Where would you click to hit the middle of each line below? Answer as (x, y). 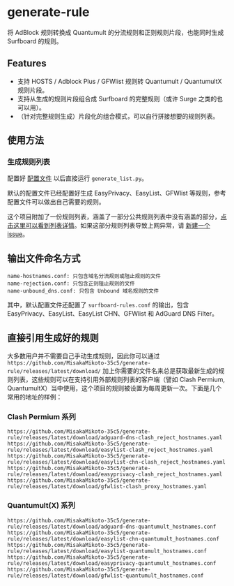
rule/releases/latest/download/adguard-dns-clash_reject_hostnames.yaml (115, 438)
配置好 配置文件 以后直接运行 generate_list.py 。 (78, 178)
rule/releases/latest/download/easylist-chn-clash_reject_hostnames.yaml (117, 462)
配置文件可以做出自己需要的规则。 (56, 202)
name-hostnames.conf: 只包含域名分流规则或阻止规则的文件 (84, 277)
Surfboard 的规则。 (35, 41)
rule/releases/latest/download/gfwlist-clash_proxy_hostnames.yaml (107, 487)
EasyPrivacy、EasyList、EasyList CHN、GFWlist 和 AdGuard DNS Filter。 (112, 314)
